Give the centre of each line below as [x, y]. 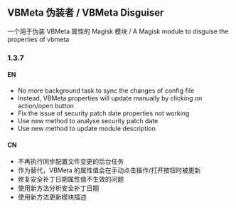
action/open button [46, 105]
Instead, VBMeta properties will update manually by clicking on [110, 98]
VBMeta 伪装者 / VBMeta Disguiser [86, 13]
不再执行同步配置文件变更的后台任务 [71, 162]
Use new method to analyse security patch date [88, 120]
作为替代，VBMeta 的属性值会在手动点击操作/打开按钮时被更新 [109, 170]
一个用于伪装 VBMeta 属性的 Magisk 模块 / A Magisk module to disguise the [118, 31]
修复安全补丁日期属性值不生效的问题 [71, 180]
